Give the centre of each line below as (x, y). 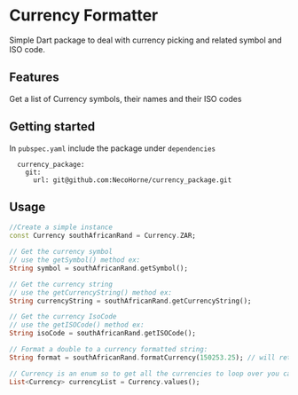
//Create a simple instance (61, 227)
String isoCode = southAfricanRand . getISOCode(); (103, 334)
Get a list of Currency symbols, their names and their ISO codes (125, 99)
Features (34, 78)
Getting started (52, 126)
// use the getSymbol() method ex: (75, 260)
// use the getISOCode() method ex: (77, 325)
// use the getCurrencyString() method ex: (91, 292)
